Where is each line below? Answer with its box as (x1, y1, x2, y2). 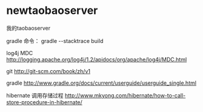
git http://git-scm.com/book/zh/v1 (6, 67, 91, 74)
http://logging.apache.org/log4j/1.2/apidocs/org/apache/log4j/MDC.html (6, 56, 187, 63)
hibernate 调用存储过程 (6, 91, 64, 99)
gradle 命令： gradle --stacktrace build (6, 37, 104, 44)
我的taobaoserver (6, 24, 50, 31)
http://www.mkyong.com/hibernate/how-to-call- (64, 91, 186, 99)
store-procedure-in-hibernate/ (6, 98, 83, 106)
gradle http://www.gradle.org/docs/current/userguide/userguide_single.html (6, 79, 197, 87)
